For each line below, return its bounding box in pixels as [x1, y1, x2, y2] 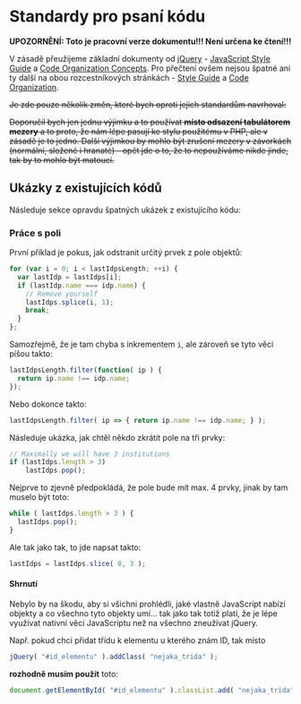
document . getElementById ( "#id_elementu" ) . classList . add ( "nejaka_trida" [9, 685, 295, 695]
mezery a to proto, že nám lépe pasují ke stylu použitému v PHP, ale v [9, 125, 269, 136]
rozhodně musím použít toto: [9, 668, 119, 679]
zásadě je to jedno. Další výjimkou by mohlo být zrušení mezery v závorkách [9, 135, 292, 146]
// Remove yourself [25, 289, 99, 298]
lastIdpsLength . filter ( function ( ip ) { [9, 365, 163, 375]
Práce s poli [9, 227, 62, 239]
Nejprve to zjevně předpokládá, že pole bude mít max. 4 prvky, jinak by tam [9, 482, 288, 494]
